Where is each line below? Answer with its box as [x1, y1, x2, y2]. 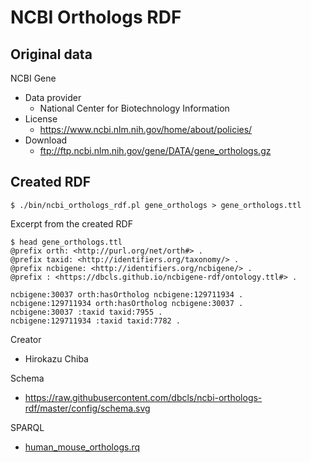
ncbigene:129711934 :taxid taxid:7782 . [10, 316, 182, 326]
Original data [10, 46, 93, 63]
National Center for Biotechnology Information [39, 102, 230, 114]
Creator [10, 333, 42, 345]
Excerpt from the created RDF [10, 217, 133, 230]
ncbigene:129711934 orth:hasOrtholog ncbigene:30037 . [10, 298, 244, 308]
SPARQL [10, 421, 45, 433]
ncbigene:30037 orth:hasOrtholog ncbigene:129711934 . [10, 289, 244, 300]
